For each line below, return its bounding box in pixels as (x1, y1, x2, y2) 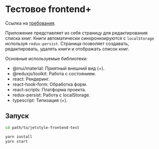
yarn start (5, 139, 28, 144)
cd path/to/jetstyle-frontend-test (5, 125, 80, 130)
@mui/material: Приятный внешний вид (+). (12, 65, 105, 71)
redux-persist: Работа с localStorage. (12, 92, 91, 98)
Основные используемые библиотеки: (5, 55, 88, 61)
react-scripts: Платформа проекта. (12, 86, 86, 92)
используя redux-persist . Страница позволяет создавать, (5, 40, 129, 46)
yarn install (5, 134, 33, 139)
